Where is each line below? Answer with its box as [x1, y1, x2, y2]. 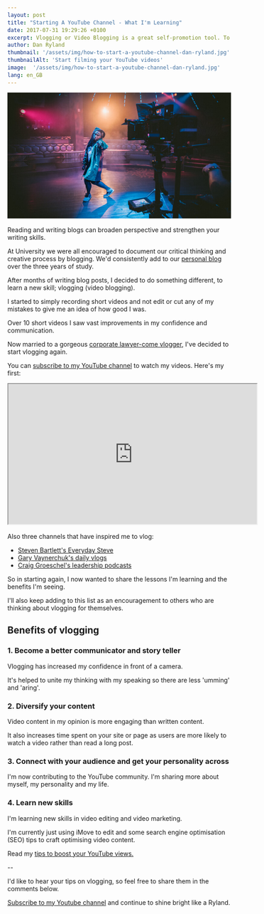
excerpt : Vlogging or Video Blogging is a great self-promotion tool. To [7, 34, 231, 41]
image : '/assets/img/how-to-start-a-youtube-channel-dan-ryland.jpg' [7, 64, 221, 71]
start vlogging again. [7, 347, 67, 356]
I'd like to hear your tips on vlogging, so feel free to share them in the [7, 876, 209, 886]
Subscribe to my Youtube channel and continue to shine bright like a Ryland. [7, 898, 231, 907]
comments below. [7, 884, 59, 893]
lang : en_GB [7, 71, 43, 78]
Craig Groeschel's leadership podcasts [17, 561, 132, 569]
